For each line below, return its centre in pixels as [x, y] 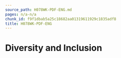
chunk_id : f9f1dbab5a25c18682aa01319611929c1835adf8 [61, 19]
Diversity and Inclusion [54, 48]
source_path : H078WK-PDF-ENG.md [38, 10]
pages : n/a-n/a [21, 14]
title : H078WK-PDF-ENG [29, 24]
